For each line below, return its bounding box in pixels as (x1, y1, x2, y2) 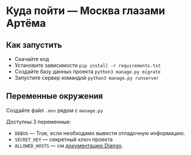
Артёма (6, 16, 46, 30)
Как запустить (6, 40, 62, 50)
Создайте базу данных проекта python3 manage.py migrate (14, 68, 161, 75)
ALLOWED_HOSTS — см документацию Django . (14, 142, 123, 149)
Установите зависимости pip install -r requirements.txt (14, 62, 161, 69)
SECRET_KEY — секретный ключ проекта (14, 136, 113, 143)
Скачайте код (14, 56, 49, 62)
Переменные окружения (6, 91, 103, 101)
